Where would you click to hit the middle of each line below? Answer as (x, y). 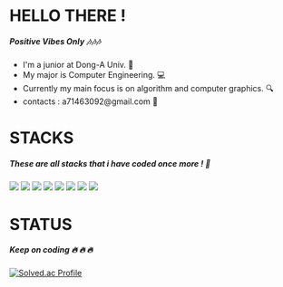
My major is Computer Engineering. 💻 (94, 75)
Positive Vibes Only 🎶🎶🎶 (55, 41)
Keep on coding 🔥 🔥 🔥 (51, 250)
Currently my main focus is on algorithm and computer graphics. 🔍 (148, 89)
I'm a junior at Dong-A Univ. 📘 (78, 65)
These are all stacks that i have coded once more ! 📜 (110, 163)
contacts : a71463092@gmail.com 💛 (90, 101)
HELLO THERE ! (68, 16)
